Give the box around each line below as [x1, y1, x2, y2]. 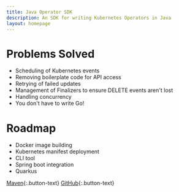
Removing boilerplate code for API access [15, 74, 121, 81]
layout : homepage [6, 20, 51, 26]
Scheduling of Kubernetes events [15, 67, 100, 74]
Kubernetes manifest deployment [15, 148, 100, 155]
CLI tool [15, 155, 36, 162]
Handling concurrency [15, 93, 72, 101]
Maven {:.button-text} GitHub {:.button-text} [6, 179, 115, 187]
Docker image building [15, 142, 72, 149]
